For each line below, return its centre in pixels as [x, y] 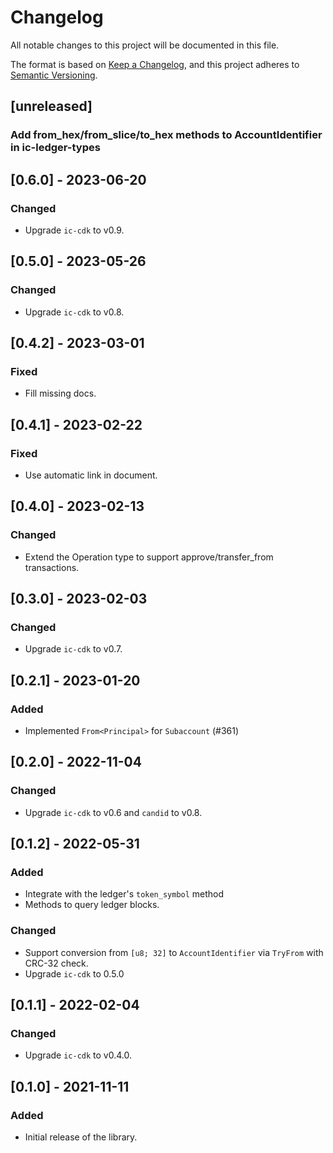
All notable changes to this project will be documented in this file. [145, 45]
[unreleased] [51, 106]
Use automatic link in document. [91, 475]
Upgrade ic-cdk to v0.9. [74, 230]
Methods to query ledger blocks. [92, 905]
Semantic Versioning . [54, 75]
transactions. [52, 567]
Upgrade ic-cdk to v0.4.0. [78, 1055]
